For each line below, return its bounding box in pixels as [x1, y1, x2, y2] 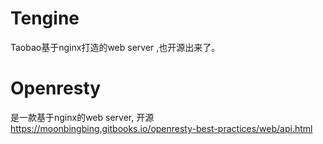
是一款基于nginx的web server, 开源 [10, 111, 155, 123]
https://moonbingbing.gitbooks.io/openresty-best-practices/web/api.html [10, 122, 313, 134]
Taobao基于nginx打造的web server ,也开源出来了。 [10, 41, 221, 53]
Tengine [10, 7, 80, 30]
